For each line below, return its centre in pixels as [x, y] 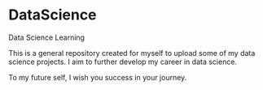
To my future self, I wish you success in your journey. [98, 77]
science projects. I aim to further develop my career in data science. [123, 62]
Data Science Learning [47, 37]
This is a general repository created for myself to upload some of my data [132, 53]
